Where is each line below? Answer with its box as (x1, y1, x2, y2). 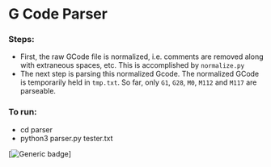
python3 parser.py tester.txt (19, 133, 113, 143)
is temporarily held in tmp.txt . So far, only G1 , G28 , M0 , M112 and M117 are (19, 77, 257, 87)
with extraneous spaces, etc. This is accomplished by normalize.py (19, 61, 245, 70)
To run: (8, 106, 38, 118)
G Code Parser (8, 5, 108, 23)
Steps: (8, 34, 35, 45)
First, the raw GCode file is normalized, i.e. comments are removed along (19, 52, 264, 61)
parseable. (19, 86, 57, 96)
